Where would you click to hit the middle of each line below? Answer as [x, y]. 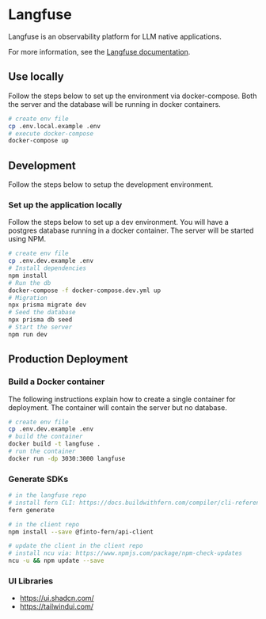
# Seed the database [42, 313]
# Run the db [30, 283]
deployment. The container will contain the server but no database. [118, 407]
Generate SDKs [38, 479]
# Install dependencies [47, 268]
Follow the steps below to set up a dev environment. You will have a [119, 222]
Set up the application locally [65, 205]
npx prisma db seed [40, 320]
